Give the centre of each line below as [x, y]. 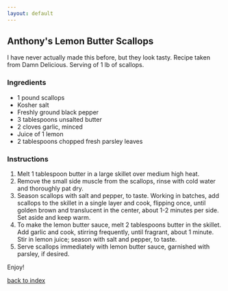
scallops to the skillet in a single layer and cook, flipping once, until [111, 203]
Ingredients [27, 83]
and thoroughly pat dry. [50, 188]
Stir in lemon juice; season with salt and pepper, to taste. [97, 240]
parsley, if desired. [43, 254]
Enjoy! [16, 267]
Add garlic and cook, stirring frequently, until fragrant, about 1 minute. [115, 232]
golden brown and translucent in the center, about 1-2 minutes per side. [118, 210]
